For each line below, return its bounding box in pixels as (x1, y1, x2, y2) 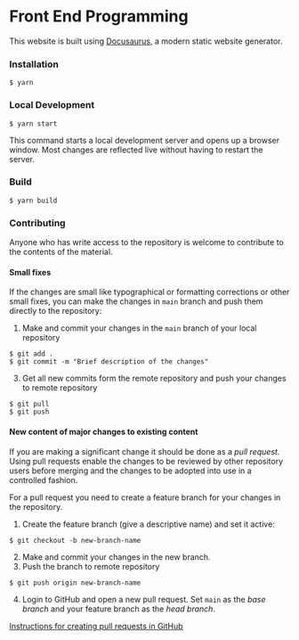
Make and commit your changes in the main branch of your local (21, 323, 257, 333)
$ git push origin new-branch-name (9, 578, 141, 587)
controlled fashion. (9, 474, 78, 485)
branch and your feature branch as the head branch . (21, 603, 216, 614)
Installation (9, 58, 60, 70)
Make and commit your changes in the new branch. (21, 551, 211, 562)
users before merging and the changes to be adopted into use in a (9, 465, 252, 476)
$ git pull (9, 399, 50, 409)
